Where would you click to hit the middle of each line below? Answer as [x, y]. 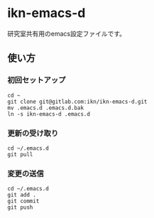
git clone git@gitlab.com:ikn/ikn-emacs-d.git [77, 102]
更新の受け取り [33, 133]
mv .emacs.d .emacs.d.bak [45, 108]
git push [20, 207]
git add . [22, 195]
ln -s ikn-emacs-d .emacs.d [49, 114]
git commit [23, 201]
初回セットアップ [37, 80]
